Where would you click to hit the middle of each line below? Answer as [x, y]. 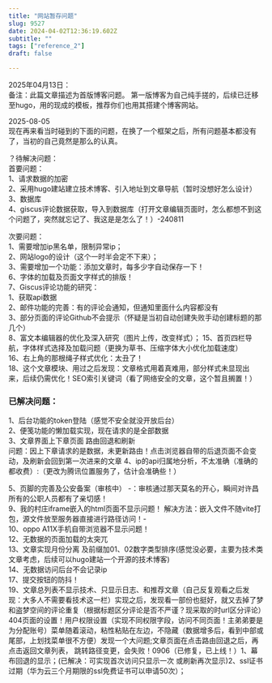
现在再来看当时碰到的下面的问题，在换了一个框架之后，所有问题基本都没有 [132, 131]
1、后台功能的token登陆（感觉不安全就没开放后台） [94, 421]
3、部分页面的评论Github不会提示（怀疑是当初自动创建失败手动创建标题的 [132, 318]
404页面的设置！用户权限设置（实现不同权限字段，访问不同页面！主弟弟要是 [136, 621]
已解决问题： [34, 401]
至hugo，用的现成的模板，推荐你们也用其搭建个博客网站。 [106, 105]
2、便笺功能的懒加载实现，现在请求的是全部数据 [89, 431]
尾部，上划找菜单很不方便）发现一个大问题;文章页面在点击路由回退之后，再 [134, 641]
